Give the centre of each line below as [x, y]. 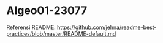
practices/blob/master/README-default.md [61, 33]
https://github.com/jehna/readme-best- [107, 27]
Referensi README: [31, 27]
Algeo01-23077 [47, 11]
